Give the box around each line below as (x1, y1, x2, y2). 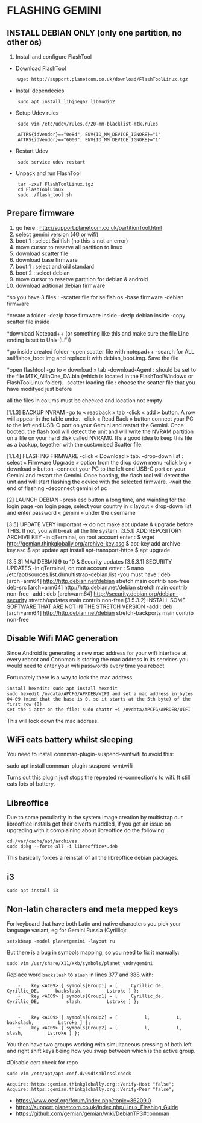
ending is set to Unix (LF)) (7, 336, 71, 343)
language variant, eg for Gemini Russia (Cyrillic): (7, 926, 127, 934)
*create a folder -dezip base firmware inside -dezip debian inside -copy (7, 311, 186, 319)
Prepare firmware (7, 208, 74, 218)
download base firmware (15, 256, 78, 263)
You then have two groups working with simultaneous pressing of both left (7, 1040, 192, 1048)
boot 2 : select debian (15, 269, 70, 276)
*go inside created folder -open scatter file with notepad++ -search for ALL (7, 348, 195, 355)
